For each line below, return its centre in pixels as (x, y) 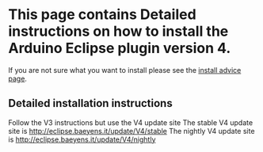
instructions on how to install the (118, 31)
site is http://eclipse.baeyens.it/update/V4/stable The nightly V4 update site (131, 131)
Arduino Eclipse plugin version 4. (120, 48)
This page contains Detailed (102, 15)
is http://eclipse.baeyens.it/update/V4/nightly (82, 139)
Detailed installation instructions (90, 103)
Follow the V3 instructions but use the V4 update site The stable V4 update (131, 122)
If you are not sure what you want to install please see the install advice (125, 70)
